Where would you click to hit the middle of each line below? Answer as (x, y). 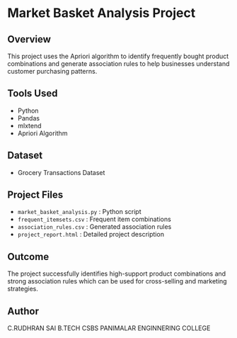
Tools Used (33, 94)
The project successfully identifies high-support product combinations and (117, 274)
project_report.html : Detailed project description (91, 235)
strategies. (23, 289)
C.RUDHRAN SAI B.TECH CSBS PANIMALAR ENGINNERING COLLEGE (109, 328)
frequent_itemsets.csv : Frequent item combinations (94, 219)
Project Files (35, 195)
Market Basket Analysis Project (102, 13)
